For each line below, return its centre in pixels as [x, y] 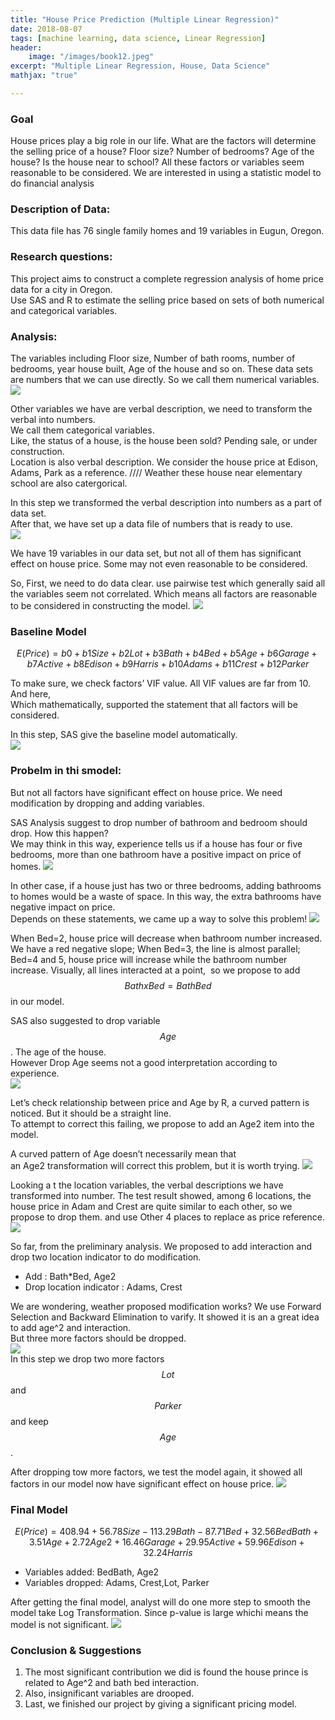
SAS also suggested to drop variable [85, 1020]
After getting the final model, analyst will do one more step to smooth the [160, 1602]
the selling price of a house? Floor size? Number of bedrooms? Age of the [162, 152]
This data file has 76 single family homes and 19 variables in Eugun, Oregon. [167, 231]
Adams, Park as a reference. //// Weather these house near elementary [156, 473]
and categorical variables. [64, 310]
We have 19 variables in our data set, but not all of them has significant [156, 553]
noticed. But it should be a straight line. [91, 1113]
